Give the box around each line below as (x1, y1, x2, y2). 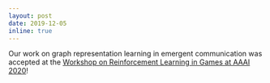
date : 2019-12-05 (8, 19, 67, 27)
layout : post (8, 11, 53, 20)
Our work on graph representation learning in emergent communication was (8, 49, 263, 59)
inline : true (8, 27, 53, 35)
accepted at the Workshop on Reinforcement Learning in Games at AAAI (8, 57, 251, 67)
